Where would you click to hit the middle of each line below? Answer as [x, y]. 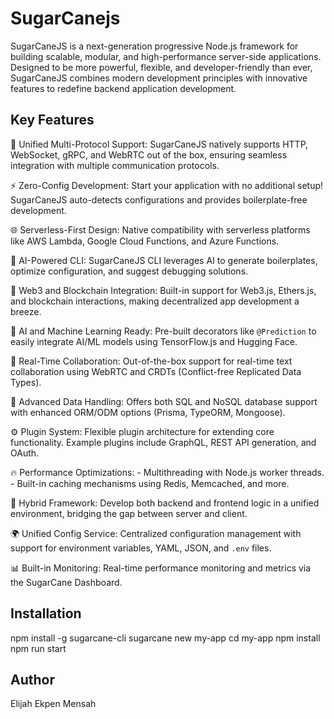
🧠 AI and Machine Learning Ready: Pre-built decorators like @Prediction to [163, 331]
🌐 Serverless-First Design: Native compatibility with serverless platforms [160, 229]
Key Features [52, 120]
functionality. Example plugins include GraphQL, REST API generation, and [163, 442]
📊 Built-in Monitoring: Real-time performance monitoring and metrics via [161, 568]
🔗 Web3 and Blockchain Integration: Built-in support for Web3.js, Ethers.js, [163, 290]
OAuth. [25, 453]
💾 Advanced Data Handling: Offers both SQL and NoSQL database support [164, 401]
